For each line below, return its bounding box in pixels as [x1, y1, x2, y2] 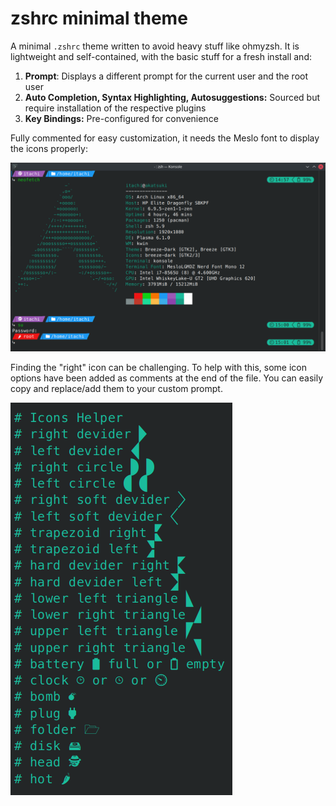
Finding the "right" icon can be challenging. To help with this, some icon [10, 362, 307, 374]
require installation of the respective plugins [24, 102, 207, 114]
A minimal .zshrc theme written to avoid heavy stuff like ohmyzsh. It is [10, 40, 300, 52]
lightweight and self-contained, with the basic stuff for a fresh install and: [10, 50, 312, 62]
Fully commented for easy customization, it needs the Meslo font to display [10, 132, 320, 144]
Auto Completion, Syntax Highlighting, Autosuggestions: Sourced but [24, 91, 321, 103]
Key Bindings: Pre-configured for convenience [24, 112, 219, 124]
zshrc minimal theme [10, 7, 188, 30]
